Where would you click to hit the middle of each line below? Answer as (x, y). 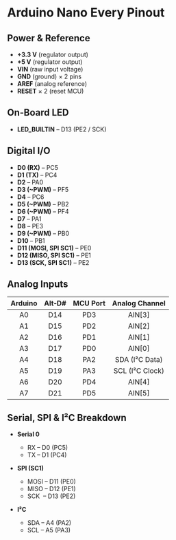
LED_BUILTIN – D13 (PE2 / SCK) (62, 129)
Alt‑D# (55, 303)
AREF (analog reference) (52, 84)
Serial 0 (28, 434)
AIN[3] (139, 315)
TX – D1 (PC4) (47, 455)
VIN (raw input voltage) (50, 69)
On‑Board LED (38, 112)
